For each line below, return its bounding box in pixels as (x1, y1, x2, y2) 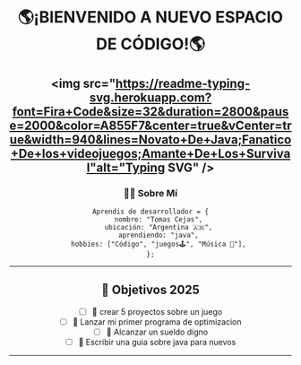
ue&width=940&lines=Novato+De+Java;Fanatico (9, 132, 292, 147)
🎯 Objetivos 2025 (101, 282, 200, 298)
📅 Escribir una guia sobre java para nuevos (78, 336, 236, 347)
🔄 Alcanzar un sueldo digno (106, 326, 209, 337)
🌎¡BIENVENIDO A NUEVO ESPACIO (17, 7, 284, 28)
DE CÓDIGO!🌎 (95, 34, 206, 55)
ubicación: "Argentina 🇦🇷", (104, 222, 213, 231)
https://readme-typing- (115, 75, 251, 91)
